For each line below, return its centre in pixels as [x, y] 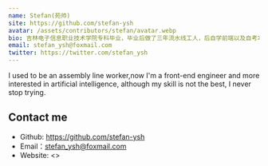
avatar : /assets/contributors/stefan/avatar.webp [93, 30]
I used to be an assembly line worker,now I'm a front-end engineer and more [134, 75]
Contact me [38, 118]
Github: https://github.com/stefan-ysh [82, 136]
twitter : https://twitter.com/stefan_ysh [78, 53]
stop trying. [27, 92]
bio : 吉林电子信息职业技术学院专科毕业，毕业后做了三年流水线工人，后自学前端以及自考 [133, 38]
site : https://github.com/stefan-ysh [71, 23]
